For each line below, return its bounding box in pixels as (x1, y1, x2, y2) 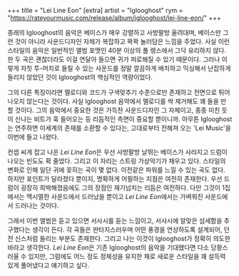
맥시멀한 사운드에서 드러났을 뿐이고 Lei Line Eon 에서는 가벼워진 (26, 193, 203, 200)
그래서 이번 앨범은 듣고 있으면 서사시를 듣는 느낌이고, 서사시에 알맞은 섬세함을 (7, 217, 223, 225)
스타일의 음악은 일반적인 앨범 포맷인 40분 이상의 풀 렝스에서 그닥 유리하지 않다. (7, 46, 227, 54)
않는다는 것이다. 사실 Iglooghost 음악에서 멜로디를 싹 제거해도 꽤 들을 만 (26, 97, 227, 106)
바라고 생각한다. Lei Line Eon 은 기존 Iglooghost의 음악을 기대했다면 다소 (7, 243, 209, 252)
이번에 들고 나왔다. (7, 133, 59, 141)
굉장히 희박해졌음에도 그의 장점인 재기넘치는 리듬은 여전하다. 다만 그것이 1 (20, 183, 225, 192)
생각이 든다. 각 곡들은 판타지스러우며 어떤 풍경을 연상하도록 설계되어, (31, 225, 223, 234)
